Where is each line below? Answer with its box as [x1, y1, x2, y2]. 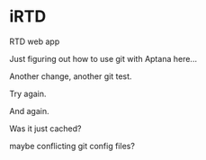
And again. [9, 105, 49, 116]
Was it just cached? [9, 123, 82, 134]
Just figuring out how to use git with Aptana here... [9, 53, 198, 64]
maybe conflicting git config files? [9, 140, 135, 151]
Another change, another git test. [9, 70, 132, 82]
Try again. [9, 88, 47, 99]
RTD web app [9, 36, 60, 47]
